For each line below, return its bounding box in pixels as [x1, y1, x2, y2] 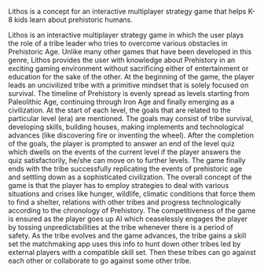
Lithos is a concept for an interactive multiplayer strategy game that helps [8, 7, 247, 16]
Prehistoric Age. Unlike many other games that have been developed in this [8, 47, 252, 56]
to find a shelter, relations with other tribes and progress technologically [8, 197, 241, 207]
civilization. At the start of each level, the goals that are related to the [8, 105, 231, 115]
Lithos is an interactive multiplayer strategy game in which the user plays [8, 31, 244, 39]
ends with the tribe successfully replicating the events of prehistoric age [8, 164, 243, 173]
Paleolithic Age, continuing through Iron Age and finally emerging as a [8, 98, 235, 106]
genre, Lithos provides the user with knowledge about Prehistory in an [8, 55, 236, 65]
